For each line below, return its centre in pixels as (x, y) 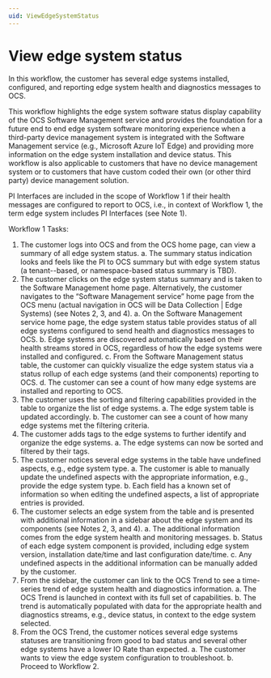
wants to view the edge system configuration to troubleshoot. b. (127, 658)
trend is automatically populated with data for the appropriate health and (141, 606)
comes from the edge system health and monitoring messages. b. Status (141, 537)
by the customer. (48, 571)
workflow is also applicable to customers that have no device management (133, 163)
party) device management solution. (69, 180)
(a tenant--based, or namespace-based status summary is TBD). (128, 270)
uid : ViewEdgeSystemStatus (54, 16)
